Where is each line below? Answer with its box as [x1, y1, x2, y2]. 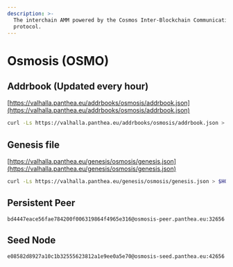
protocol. [13, 23, 42, 30]
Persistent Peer [7, 197, 76, 209]
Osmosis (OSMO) [7, 53, 110, 69]
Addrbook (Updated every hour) [7, 80, 149, 92]
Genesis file [7, 139, 60, 150]
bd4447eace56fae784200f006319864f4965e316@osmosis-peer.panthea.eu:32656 [7, 216, 225, 223]
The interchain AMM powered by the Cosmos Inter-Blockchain [13, 17, 191, 24]
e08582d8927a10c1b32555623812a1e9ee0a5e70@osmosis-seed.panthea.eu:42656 [7, 252, 225, 260]
